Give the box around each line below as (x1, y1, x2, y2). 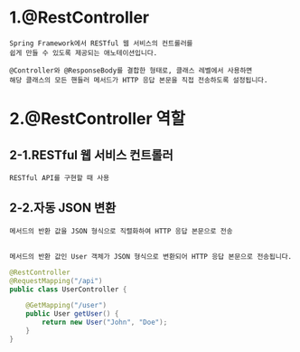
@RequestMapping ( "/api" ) (9, 276, 103, 285)
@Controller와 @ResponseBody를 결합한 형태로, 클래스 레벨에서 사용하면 (9, 66, 253, 75)
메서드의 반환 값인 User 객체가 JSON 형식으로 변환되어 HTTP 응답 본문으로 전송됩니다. (9, 252, 292, 261)
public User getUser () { (25, 309, 119, 319)
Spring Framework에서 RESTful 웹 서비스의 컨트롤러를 (9, 39, 193, 48)
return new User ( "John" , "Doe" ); (42, 318, 168, 328)
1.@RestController (9, 7, 150, 28)
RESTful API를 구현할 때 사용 (9, 173, 110, 183)
